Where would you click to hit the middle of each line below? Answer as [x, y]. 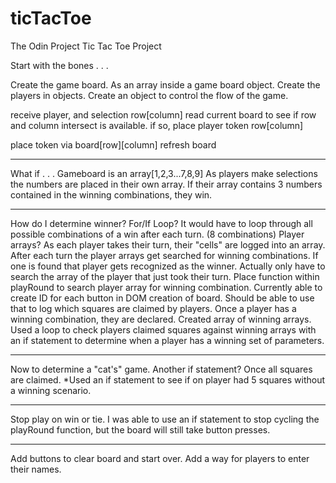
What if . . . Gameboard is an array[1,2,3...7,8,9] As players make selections [164, 173]
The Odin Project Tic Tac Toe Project [86, 46]
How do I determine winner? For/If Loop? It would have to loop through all [161, 223]
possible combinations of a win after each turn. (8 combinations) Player [157, 234]
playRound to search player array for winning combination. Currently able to [166, 287]
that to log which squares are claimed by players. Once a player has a [153, 308]
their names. [36, 469]
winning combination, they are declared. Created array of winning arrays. [161, 319]
